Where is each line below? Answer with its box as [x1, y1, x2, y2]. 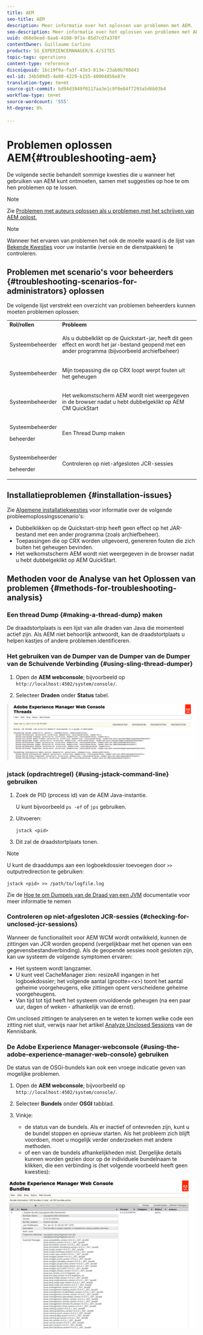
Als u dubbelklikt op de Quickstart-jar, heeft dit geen [61, 335, 193, 342]
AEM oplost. [7, 213, 37, 221]
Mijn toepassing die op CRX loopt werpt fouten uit [61, 366, 186, 374]
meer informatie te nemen [7, 897, 71, 905]
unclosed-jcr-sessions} [7, 920, 78, 928]
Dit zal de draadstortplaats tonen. [15, 838, 99, 845]
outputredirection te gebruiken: [7, 868, 84, 875]
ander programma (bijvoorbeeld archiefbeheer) [61, 347, 180, 355]
